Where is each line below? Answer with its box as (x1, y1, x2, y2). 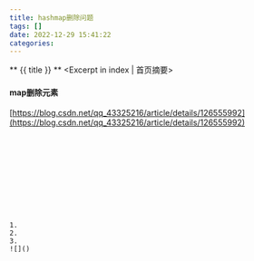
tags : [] (9, 22, 43, 31)
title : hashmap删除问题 (9, 13, 93, 23)
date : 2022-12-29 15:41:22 (9, 30, 112, 39)
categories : (9, 38, 54, 48)
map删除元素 (9, 87, 59, 98)
